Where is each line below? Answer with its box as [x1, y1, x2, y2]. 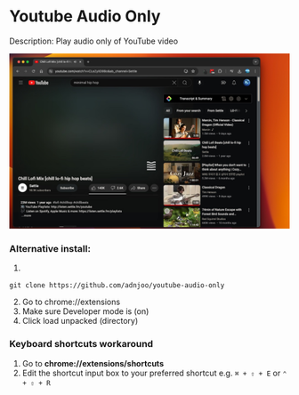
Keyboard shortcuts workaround [9, 338, 154, 351]
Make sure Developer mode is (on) [21, 306, 149, 317]
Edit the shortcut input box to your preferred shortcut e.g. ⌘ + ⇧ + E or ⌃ [21, 367, 287, 378]
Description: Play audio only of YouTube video [9, 36, 179, 46]
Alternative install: [9, 242, 92, 254]
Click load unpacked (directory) [21, 316, 139, 326]
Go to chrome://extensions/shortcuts [21, 358, 165, 368]
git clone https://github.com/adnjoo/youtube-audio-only [9, 281, 225, 290]
